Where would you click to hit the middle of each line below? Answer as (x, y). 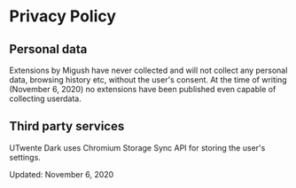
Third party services (67, 126)
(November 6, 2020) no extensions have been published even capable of (143, 89)
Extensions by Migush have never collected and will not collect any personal (148, 70)
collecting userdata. (45, 98)
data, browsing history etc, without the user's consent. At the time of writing (148, 80)
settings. (25, 157)
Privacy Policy (63, 16)
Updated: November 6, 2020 (62, 174)
